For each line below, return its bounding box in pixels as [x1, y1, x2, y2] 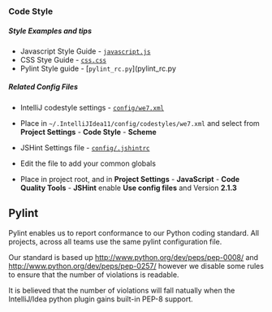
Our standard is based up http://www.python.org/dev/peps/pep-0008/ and [8, 252, 258, 262]
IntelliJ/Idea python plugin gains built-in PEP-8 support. [8, 294, 193, 304]
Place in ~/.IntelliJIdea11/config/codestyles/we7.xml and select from [19, 118, 260, 128]
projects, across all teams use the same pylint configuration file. [8, 236, 222, 246]
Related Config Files [8, 82, 79, 92]
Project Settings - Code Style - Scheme [19, 127, 157, 136]
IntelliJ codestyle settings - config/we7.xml [19, 102, 165, 112]
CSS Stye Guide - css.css [19, 54, 107, 64]
